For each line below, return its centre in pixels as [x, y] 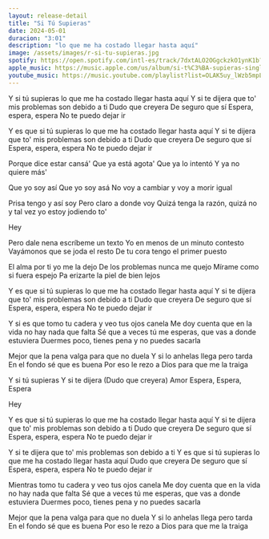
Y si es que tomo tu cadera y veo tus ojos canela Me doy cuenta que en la [130, 323]
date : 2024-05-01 [37, 30]
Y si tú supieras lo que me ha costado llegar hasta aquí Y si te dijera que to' [132, 98]
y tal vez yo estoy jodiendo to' [58, 211]
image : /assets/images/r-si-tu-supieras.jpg [84, 53]
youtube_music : [34, 75]
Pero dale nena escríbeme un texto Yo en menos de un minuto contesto [126, 242]
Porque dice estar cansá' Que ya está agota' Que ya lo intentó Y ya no [124, 163]
